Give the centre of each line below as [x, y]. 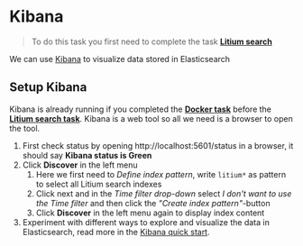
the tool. [25, 128]
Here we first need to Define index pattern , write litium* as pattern [161, 174]
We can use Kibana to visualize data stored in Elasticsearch [120, 59]
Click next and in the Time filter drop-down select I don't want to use [164, 193]
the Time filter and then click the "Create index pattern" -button [153, 203]
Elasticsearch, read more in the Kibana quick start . [116, 232]
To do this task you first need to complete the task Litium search [151, 41]
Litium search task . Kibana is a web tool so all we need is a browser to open [151, 118]
